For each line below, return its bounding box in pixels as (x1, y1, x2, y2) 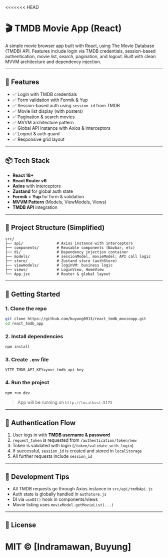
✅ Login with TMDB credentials (12, 91, 77, 97)
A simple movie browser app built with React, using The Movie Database (5, 43, 154, 49)
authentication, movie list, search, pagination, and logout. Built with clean (5, 53, 156, 59)
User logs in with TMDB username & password (12, 432, 110, 438)
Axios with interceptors (12, 183, 61, 189)
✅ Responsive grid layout (12, 136, 65, 142)
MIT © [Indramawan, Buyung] (5, 541, 131, 552)
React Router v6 (12, 177, 47, 183)
